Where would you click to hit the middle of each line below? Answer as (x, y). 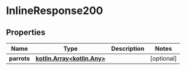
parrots (20, 58)
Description (128, 49)
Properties (26, 32)
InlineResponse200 (55, 11)
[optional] (163, 58)
